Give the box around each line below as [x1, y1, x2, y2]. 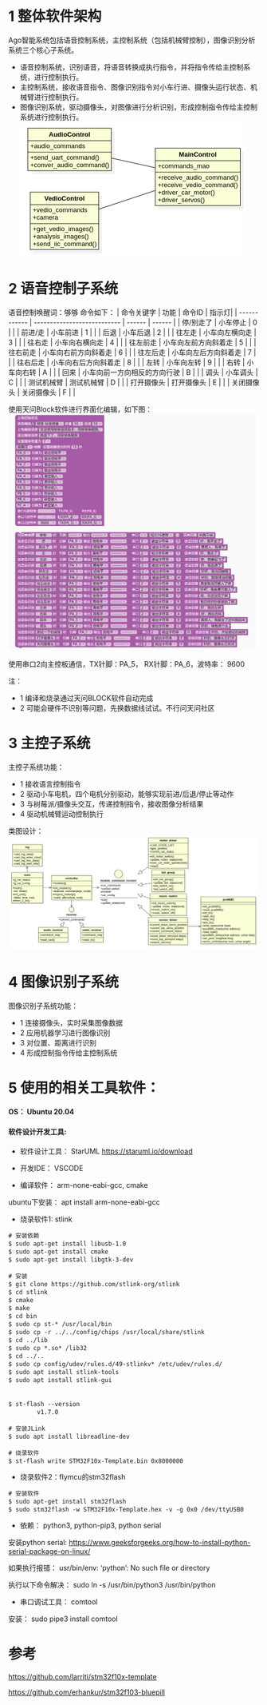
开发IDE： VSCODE [19, 1163, 84, 1173]
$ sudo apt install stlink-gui [8, 1376, 112, 1384]
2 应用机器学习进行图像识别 [19, 1028, 111, 1038]
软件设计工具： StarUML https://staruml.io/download [19, 1146, 193, 1156]
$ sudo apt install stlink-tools [8, 1368, 120, 1376]
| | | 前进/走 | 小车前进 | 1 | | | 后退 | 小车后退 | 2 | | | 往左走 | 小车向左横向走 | [8, 327, 257, 337]
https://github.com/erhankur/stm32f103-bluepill [8, 1687, 166, 1697]
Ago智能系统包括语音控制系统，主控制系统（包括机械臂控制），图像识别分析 [8, 35, 256, 45]
